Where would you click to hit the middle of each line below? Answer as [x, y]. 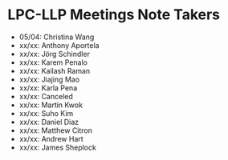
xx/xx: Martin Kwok [51, 105]
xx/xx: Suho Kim [46, 113]
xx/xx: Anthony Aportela [59, 45]
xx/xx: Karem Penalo [53, 62]
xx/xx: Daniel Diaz [49, 122]
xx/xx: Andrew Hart [51, 138]
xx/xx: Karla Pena [48, 88]
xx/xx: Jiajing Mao [49, 79]
